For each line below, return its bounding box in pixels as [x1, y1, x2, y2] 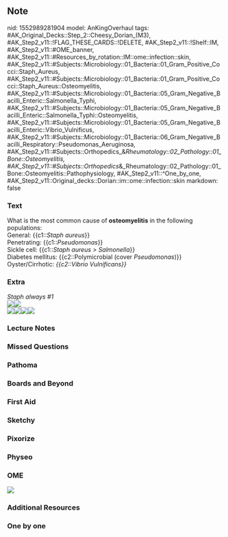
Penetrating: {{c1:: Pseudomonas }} [7, 238, 103, 247]
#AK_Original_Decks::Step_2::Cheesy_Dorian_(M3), [7, 31, 151, 39]
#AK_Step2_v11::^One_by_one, [116, 169, 201, 177]
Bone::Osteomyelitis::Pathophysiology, [7, 169, 116, 177]
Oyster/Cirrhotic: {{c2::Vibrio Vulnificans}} [7, 260, 127, 268]
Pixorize [7, 434, 36, 443]
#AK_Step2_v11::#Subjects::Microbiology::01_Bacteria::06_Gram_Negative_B [7, 133, 220, 141]
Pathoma [7, 360, 38, 370]
